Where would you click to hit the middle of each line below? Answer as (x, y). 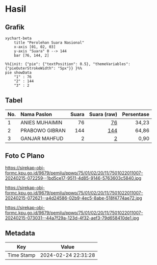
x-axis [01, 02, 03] (35, 47)
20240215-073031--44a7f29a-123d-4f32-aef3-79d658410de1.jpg (72, 218)
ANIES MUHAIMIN (41, 122)
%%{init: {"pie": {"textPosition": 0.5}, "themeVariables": (68, 64)
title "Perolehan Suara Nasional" (49, 43)
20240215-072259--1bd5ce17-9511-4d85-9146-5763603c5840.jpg (73, 178)
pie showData (18, 72)
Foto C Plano (25, 156)
